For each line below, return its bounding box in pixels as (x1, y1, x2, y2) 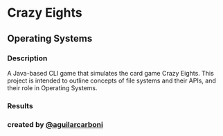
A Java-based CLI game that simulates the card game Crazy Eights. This (7, 69, 215, 77)
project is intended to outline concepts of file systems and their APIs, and (7, 76, 217, 85)
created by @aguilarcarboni (7, 119, 104, 129)
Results (7, 101, 33, 110)
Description (7, 53, 48, 63)
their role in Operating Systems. (7, 83, 98, 92)
